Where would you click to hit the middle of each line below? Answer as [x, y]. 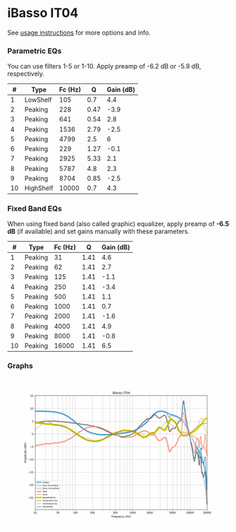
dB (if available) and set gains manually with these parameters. [99, 232]
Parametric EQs [35, 51]
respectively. [26, 74]
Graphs [20, 366]
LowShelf [38, 100]
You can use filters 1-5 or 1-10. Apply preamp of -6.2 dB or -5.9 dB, [104, 66]
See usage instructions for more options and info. [79, 32]
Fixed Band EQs [35, 208]
